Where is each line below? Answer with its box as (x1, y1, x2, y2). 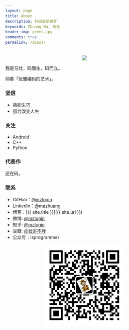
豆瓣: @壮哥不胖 (12, 228, 46, 234)
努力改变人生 (12, 108, 39, 114)
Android (12, 134, 29, 140)
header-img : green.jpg (5, 29, 53, 35)
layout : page (5, 8, 33, 13)
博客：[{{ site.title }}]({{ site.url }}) (12, 209, 83, 215)
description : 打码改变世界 (5, 19, 57, 24)
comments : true (5, 35, 37, 40)
